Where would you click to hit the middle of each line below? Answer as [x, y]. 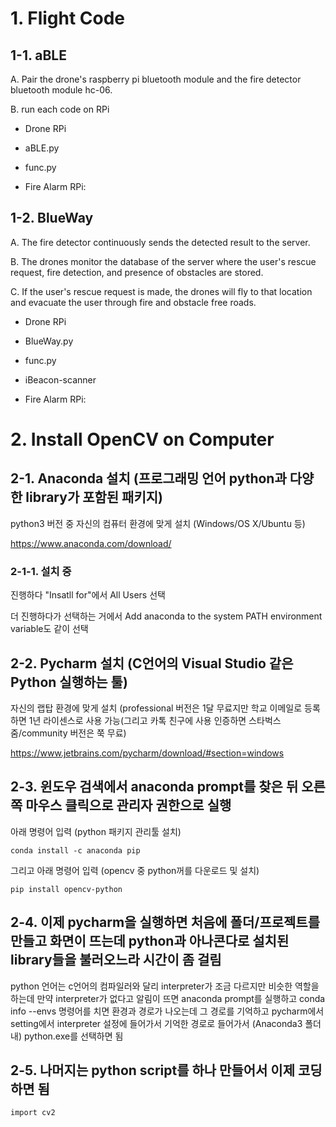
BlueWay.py [49, 341]
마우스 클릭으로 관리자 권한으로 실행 [128, 805]
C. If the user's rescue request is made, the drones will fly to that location [161, 291]
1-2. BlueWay [52, 218]
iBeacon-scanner [60, 379]
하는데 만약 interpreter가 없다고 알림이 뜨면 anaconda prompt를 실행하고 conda [168, 998]
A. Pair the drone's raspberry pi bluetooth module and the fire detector [156, 79]
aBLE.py [42, 148]
